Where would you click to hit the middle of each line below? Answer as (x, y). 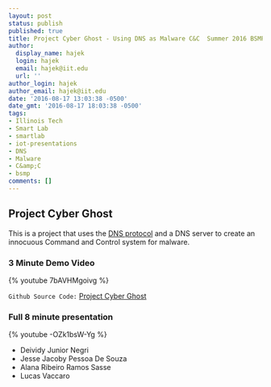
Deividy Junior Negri (54, 350)
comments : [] (30, 181)
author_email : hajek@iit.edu (57, 91)
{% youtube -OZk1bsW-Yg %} (58, 334)
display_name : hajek (50, 53)
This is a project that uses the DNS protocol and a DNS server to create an (132, 233)
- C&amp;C (25, 166)
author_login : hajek (43, 83)
